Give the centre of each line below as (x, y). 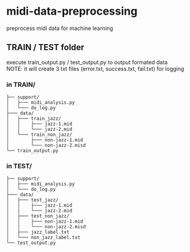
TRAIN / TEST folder (45, 47)
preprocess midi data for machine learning (60, 28)
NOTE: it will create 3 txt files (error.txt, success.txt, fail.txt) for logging (95, 69)
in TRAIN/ (21, 84)
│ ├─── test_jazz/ (33, 200)
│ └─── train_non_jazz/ (39, 135)
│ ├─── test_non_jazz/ (38, 216)
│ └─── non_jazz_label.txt (43, 238)
